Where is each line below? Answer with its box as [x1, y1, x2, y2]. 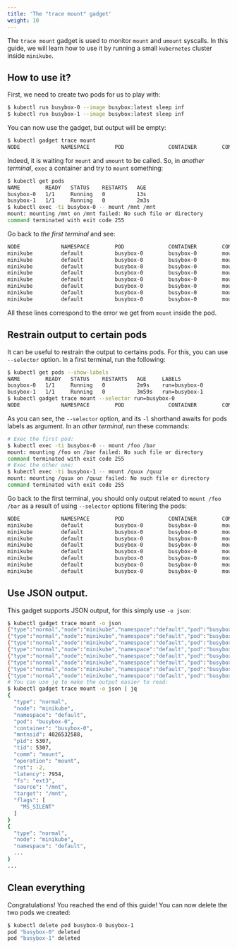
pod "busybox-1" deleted [7, 935, 80, 942]
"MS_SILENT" [20, 804, 55, 811]
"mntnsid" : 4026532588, [13, 731, 83, 738]
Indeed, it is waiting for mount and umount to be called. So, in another [7, 156, 205, 164]
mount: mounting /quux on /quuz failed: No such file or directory [7, 475, 210, 482]
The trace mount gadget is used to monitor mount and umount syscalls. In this [7, 36, 229, 44]
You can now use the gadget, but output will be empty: [7, 123, 167, 132]
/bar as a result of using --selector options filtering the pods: [7, 502, 187, 510]
